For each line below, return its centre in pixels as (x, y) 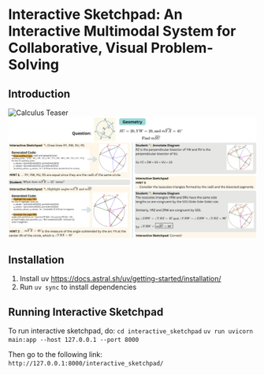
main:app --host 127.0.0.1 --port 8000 (74, 340)
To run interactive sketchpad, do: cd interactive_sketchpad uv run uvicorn (131, 331)
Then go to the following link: (55, 355)
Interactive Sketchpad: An (95, 15)
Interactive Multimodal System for (122, 31)
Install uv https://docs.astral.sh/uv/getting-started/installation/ (121, 279)
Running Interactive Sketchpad (86, 312)
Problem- (182, 48)
